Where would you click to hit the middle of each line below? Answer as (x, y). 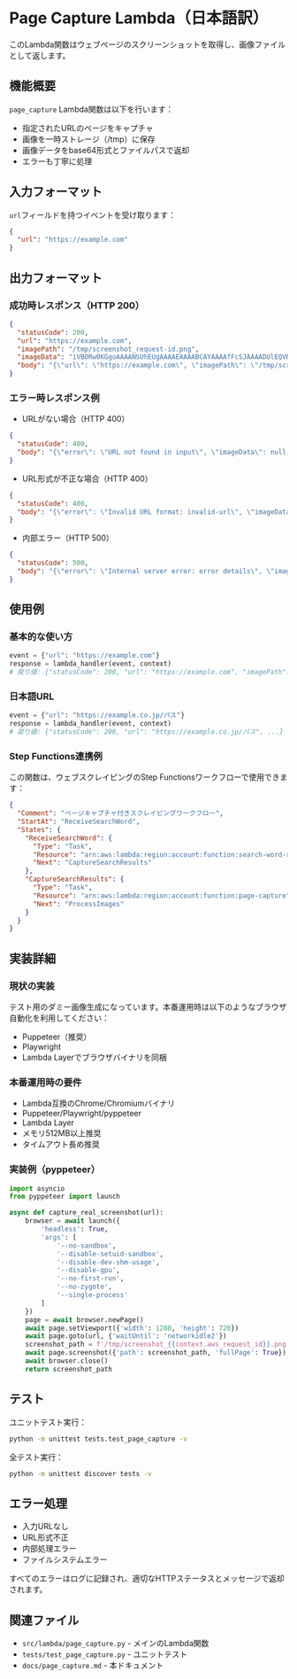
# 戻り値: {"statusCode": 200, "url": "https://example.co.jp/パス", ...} (147, 732)
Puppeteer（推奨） (57, 1037)
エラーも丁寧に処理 (57, 161)
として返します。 (40, 55)
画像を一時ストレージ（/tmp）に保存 (88, 139)
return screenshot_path (69, 1369)
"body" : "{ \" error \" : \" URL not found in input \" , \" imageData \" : (142, 453)
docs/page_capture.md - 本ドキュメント (93, 1666)
